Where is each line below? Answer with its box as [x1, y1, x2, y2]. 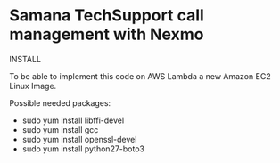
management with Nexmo [9, 24, 204, 45]
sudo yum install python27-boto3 [21, 143, 145, 154]
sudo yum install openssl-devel [21, 134, 137, 144]
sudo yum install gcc [21, 124, 99, 134]
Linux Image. [9, 80, 57, 91]
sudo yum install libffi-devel [21, 115, 125, 126]
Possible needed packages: [9, 97, 111, 108]
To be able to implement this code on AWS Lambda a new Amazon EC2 [9, 70, 271, 81]
